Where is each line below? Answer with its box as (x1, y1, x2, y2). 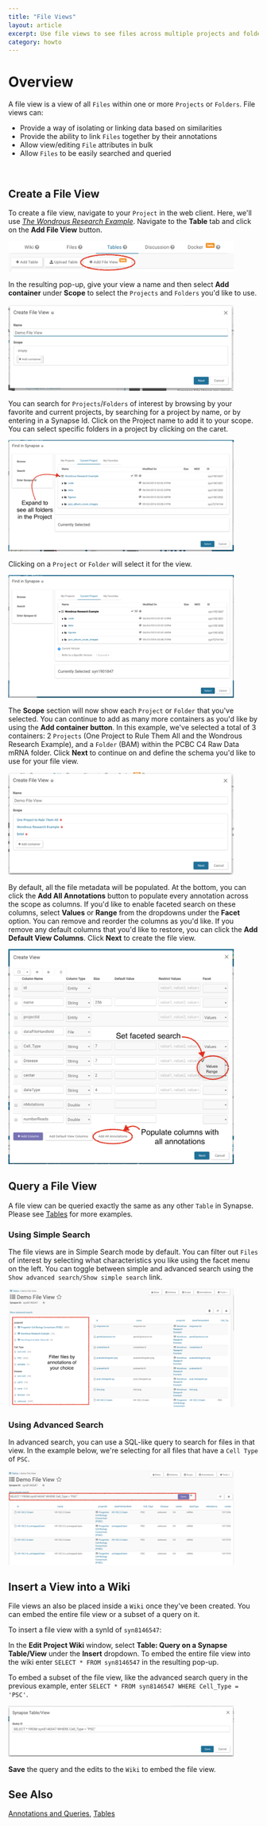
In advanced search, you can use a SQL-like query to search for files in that (8, 1437, 256, 1447)
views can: (8, 108, 44, 118)
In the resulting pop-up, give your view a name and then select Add (8, 279, 230, 289)
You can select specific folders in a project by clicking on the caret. (8, 424, 229, 433)
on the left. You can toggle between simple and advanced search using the (8, 1264, 253, 1274)
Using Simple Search (8, 1228, 91, 1240)
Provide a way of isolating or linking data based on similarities (19, 123, 222, 133)
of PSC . (8, 1454, 30, 1464)
